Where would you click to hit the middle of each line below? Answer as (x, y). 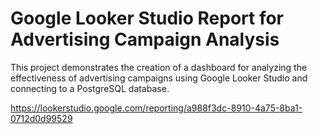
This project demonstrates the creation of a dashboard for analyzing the (159, 67)
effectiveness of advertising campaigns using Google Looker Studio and (159, 78)
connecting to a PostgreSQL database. (90, 88)
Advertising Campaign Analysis (145, 39)
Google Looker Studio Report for (147, 18)
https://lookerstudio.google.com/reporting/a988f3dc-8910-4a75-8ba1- (156, 108)
